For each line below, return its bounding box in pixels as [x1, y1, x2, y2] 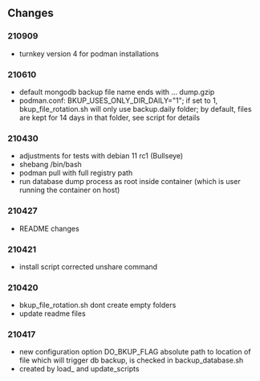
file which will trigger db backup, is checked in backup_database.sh [18, 355, 244, 365]
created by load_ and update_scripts [18, 364, 140, 374]
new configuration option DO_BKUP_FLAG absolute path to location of [18, 347, 251, 357]
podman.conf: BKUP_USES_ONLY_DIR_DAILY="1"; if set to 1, [18, 96, 218, 105]
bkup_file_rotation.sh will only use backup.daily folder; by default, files [18, 104, 252, 113]
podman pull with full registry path [18, 168, 133, 178]
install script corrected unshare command [18, 261, 158, 272]
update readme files [18, 309, 86, 318]
